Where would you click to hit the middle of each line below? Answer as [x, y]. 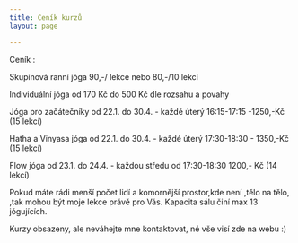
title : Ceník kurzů [46, 17]
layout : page [34, 26]
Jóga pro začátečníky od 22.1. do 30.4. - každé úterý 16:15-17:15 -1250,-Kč [147, 111]
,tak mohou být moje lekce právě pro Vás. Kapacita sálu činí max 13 [134, 202]
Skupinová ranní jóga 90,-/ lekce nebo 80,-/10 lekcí [104, 76]
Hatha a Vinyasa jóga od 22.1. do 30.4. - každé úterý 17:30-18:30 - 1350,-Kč [149, 138]
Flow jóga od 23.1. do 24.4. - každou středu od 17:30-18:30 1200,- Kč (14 [143, 165]
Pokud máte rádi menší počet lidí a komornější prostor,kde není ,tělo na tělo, [149, 192]
